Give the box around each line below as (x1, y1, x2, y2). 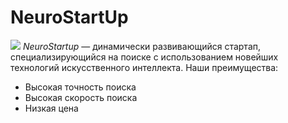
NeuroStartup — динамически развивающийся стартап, (22, 40, 262, 52)
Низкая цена (24, 102, 79, 114)
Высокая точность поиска (24, 81, 137, 93)
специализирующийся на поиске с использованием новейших (10, 51, 279, 63)
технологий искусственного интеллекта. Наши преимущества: (10, 61, 279, 73)
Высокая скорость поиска (24, 91, 138, 103)
